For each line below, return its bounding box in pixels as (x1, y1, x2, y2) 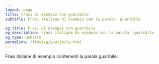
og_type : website (5, 35, 42, 40)
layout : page (5, 7, 33, 12)
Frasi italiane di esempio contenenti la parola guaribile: (5, 53, 118, 59)
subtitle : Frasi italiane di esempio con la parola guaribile (5, 16, 141, 21)
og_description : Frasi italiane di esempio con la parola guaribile (5, 30, 154, 35)
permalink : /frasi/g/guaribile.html (5, 39, 82, 45)
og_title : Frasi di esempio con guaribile (5, 25, 96, 30)
